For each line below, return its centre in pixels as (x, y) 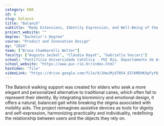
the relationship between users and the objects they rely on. (65, 118)
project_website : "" (26, 32)
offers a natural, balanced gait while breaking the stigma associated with (78, 103)
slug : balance (20, 19)
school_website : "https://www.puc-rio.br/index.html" (61, 64)
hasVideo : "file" (23, 69)
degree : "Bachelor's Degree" (35, 37)
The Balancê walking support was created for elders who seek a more (76, 87)
